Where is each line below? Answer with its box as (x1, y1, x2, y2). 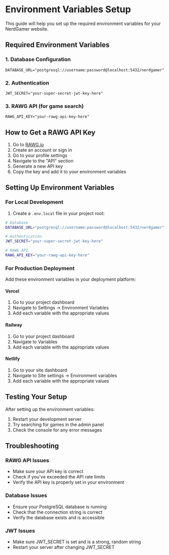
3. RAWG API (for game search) (5, 102, 84, 110)
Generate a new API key (12, 163, 63, 169)
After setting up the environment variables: (5, 406, 95, 412)
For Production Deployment (5, 265, 75, 272)
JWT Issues (5, 527, 36, 534)
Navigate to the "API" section (12, 158, 74, 164)
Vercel (5, 288, 19, 294)
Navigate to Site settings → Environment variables (12, 372, 118, 378)
